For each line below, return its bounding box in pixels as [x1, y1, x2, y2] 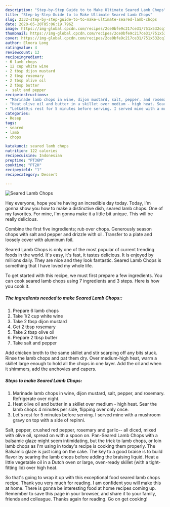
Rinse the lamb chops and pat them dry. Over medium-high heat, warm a [5, 355, 157, 361]
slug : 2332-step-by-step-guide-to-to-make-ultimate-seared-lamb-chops [5, 17, 157, 22]
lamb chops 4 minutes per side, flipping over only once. [12, 406, 129, 413]
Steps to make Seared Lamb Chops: [5, 377, 82, 383]
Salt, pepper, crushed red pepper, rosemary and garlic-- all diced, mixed [5, 427, 156, 433]
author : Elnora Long [5, 41, 49, 46]
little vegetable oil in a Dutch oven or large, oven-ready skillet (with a [5, 459, 148, 465]
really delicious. [5, 216, 38, 222]
